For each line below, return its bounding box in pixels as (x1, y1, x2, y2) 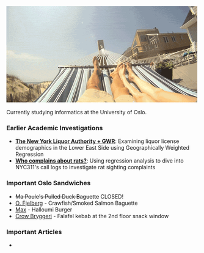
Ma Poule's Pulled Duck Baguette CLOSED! (15, 193, 124, 200)
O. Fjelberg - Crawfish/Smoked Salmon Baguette (15, 199, 138, 207)
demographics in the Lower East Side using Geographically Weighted (15, 144, 190, 152)
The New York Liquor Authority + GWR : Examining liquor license (15, 137, 180, 145)
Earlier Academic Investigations (6, 123, 103, 132)
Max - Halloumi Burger (15, 205, 73, 213)
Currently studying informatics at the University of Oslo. (6, 109, 147, 116)
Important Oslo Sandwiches (6, 179, 91, 188)
